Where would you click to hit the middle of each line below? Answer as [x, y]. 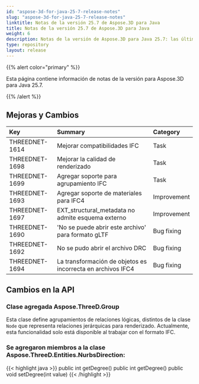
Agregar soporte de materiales [99, 193]
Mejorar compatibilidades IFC [98, 145]
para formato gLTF [83, 234]
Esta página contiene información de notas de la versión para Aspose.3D [95, 78]
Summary [71, 132]
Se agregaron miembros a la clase [56, 348]
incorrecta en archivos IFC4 [96, 269]
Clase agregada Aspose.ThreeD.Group [63, 306]
